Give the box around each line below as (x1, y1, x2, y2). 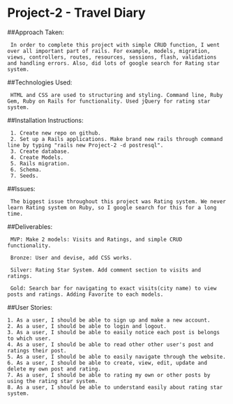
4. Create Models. (10, 154, 64, 161)
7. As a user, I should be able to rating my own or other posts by (7, 371, 211, 378)
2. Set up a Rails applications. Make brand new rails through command (10, 135, 223, 142)
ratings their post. (7, 347, 68, 354)
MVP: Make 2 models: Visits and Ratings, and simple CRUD (10, 236, 183, 243)
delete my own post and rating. (7, 365, 101, 373)
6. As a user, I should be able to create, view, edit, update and (7, 359, 208, 366)
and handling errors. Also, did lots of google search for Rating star (7, 59, 220, 67)
